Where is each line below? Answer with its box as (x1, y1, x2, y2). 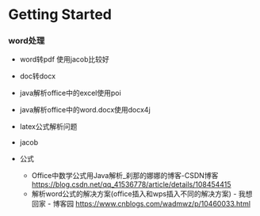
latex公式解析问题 (19, 122, 78, 131)
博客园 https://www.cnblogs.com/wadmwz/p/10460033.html (52, 199, 251, 209)
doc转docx (19, 71, 56, 81)
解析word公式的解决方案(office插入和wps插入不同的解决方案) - (31, 189, 237, 199)
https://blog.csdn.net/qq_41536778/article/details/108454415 (31, 180, 231, 189)
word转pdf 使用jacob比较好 (19, 55, 109, 64)
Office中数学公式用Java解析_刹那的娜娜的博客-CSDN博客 (31, 171, 219, 180)
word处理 (8, 36, 45, 47)
